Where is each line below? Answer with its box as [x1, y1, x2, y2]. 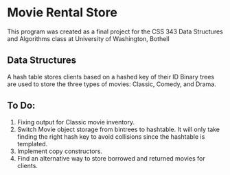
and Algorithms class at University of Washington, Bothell [7, 34, 170, 42]
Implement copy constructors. [16, 147, 103, 155]
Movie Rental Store [7, 5, 118, 21]
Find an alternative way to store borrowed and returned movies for [16, 154, 205, 162]
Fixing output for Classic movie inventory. [16, 118, 135, 126]
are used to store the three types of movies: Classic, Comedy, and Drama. [7, 80, 216, 88]
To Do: [7, 100, 36, 111]
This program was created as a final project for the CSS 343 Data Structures [7, 27, 223, 36]
